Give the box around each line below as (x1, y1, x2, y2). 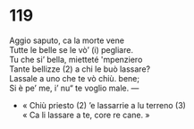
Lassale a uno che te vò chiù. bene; (9, 73, 140, 83)
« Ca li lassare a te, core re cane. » (21, 109, 150, 120)
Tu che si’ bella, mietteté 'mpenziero (9, 54, 143, 64)
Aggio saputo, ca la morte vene (9, 35, 125, 46)
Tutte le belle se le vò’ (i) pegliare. (9, 44, 134, 55)
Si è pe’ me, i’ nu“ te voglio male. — (9, 82, 139, 93)
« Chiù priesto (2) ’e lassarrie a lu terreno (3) (21, 99, 186, 110)
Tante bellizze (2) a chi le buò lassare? (9, 64, 150, 74)
